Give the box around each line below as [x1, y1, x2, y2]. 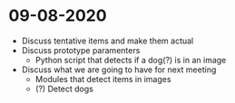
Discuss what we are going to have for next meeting [21, 64, 217, 75]
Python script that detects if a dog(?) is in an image [34, 54, 227, 65]
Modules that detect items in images [34, 73, 171, 84]
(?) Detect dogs [34, 83, 94, 94]
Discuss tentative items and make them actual [21, 35, 194, 46]
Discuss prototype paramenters [21, 44, 141, 55]
